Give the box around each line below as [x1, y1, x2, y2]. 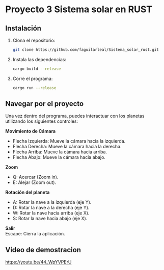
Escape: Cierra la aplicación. [5, 231, 65, 237]
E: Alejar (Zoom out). [12, 179, 57, 185]
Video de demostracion [5, 246, 81, 254]
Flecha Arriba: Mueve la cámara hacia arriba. [12, 149, 107, 155]
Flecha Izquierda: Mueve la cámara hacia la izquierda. [12, 138, 126, 144]
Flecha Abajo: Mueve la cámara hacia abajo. [12, 154, 106, 160]
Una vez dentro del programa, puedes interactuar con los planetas [5, 113, 145, 119]
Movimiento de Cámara [5, 128, 56, 134]
